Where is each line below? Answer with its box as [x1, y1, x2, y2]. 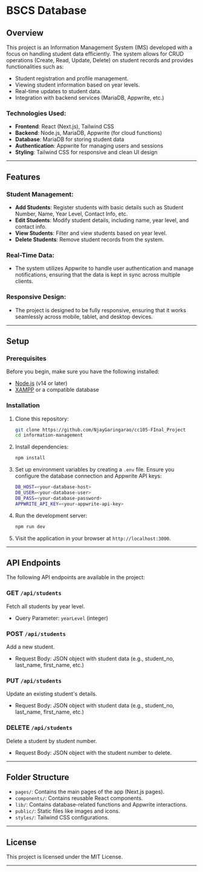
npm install [14, 455, 45, 461]
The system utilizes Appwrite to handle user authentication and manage [14, 264, 194, 272]
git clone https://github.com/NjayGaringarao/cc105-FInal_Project [14, 427, 186, 433]
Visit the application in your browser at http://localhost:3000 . [14, 534, 171, 542]
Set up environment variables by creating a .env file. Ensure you [14, 466, 175, 473]
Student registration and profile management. [14, 75, 129, 82]
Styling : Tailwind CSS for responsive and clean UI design [14, 149, 158, 156]
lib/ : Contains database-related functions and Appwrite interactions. [14, 801, 188, 808]
